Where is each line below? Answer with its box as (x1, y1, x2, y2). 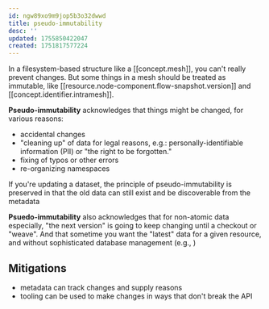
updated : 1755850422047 (8, 34, 89, 43)
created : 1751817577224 (8, 42, 89, 50)
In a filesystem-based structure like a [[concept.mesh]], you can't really (8, 64, 246, 73)
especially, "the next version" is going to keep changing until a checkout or (8, 221, 257, 231)
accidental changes (19, 130, 86, 140)
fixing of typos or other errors (19, 155, 119, 165)
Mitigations (8, 261, 67, 275)
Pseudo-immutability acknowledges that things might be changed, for (8, 106, 244, 115)
